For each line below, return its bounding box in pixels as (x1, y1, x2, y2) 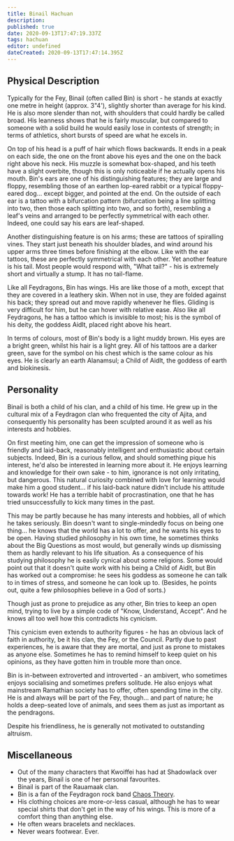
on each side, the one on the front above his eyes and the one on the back (7, 152, 221, 160)
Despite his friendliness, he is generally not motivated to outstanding (7, 721, 205, 730)
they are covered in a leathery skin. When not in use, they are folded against (7, 290, 227, 299)
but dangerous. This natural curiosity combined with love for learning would (7, 475, 226, 483)
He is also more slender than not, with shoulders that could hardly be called (7, 108, 225, 117)
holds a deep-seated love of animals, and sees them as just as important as (7, 700, 225, 709)
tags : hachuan (7, 36, 49, 43)
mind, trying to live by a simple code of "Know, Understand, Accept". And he (7, 607, 227, 615)
